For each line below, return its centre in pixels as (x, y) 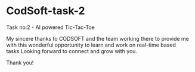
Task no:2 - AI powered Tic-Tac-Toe (51, 27)
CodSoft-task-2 (46, 11)
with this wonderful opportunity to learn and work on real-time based (91, 45)
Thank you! (20, 63)
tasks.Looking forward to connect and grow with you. (72, 51)
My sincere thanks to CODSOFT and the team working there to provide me (97, 38)
